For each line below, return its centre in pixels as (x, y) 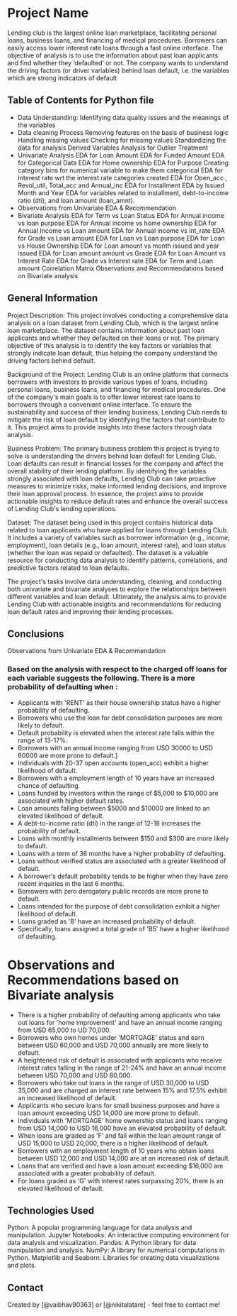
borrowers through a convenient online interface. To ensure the (100, 404)
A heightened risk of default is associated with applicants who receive (120, 1060)
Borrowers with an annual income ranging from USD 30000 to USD (115, 747)
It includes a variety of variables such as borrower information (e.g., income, (118, 537)
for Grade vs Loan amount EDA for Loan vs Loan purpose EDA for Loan (121, 238)
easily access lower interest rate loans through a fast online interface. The (115, 48)
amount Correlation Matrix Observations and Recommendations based (120, 268)
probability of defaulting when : (63, 687)
